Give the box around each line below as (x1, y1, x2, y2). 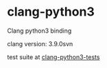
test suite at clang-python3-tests (7, 52, 100, 61)
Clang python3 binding (7, 27, 72, 35)
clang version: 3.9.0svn (7, 39, 73, 48)
